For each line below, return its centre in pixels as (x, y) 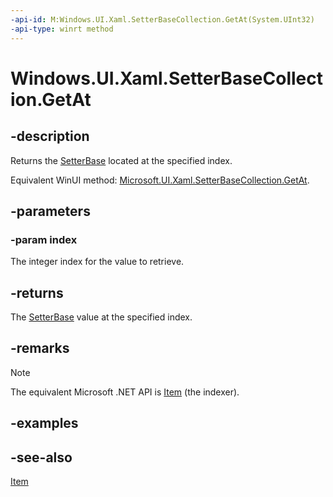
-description (50, 136)
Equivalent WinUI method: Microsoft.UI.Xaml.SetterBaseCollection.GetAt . (160, 180)
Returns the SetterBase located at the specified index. (121, 160)
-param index (44, 239)
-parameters (50, 211)
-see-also (41, 457)
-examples (44, 423)
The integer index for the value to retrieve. (97, 262)
